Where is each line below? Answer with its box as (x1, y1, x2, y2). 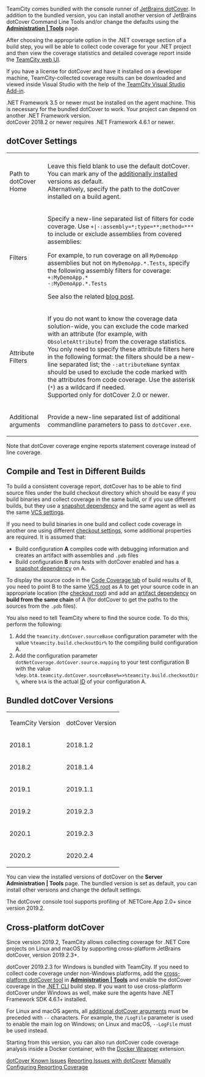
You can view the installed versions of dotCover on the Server (6, 873, 163, 881)
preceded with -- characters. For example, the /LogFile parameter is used (6, 1014, 193, 1021)
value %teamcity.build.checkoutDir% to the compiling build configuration (15, 639, 198, 646)
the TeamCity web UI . (6, 56, 61, 63)
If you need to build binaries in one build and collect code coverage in (6, 520, 182, 527)
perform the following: (6, 621, 62, 628)
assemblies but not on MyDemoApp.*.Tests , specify (47, 259, 190, 267)
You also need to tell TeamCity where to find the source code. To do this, (6, 614, 190, 621)
